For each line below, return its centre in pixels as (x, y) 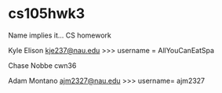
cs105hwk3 (47, 14)
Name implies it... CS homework (60, 35)
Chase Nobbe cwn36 (42, 65)
